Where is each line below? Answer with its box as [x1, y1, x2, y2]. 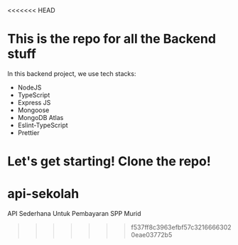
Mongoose [17, 106, 50, 114]
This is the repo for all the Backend [7, 31, 217, 47]
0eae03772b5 [131, 231, 173, 239]
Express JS [17, 98, 51, 107]
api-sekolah [7, 186, 80, 202]
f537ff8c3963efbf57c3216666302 [131, 223, 232, 232]
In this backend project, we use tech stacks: [7, 69, 136, 77]
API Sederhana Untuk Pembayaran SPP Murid [7, 209, 141, 218]
